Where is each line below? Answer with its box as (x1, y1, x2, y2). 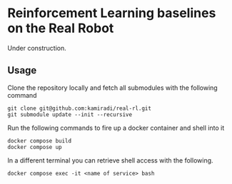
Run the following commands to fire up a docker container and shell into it (7, 123, 225, 132)
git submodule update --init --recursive (7, 111, 133, 118)
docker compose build (7, 137, 72, 144)
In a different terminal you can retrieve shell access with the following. (7, 155, 213, 165)
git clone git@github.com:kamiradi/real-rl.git (7, 105, 152, 112)
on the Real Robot (7, 20, 114, 36)
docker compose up (7, 143, 62, 150)
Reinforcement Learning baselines (7, 5, 216, 21)
